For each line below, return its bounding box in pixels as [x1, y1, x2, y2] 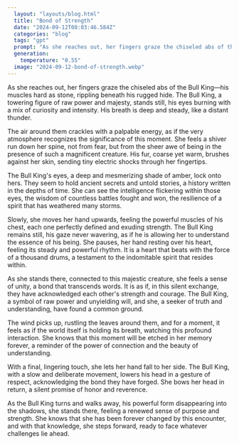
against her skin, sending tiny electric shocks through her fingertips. [7, 157, 208, 166]
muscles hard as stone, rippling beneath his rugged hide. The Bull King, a [7, 90, 222, 99]
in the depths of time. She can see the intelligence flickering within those [7, 186, 221, 194]
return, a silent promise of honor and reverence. [7, 385, 148, 394]
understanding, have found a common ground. [7, 304, 144, 313]
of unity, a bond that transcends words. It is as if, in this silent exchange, [7, 282, 219, 290]
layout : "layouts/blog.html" [14, 10, 100, 18]
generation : [14, 51, 50, 58]
